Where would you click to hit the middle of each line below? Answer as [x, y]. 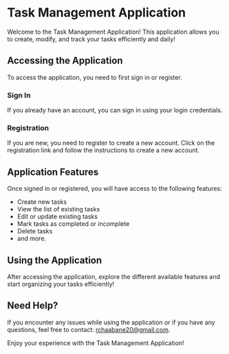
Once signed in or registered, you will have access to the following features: [115, 189]
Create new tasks [42, 202]
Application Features [53, 172]
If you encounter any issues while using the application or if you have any [111, 322]
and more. [32, 238]
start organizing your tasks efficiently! [61, 284]
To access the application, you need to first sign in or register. [95, 77]
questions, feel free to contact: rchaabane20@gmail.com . [89, 329]
